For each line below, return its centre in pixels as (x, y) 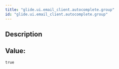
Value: (15, 51)
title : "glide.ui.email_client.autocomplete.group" (60, 10)
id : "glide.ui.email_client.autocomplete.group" (57, 14)
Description (24, 34)
